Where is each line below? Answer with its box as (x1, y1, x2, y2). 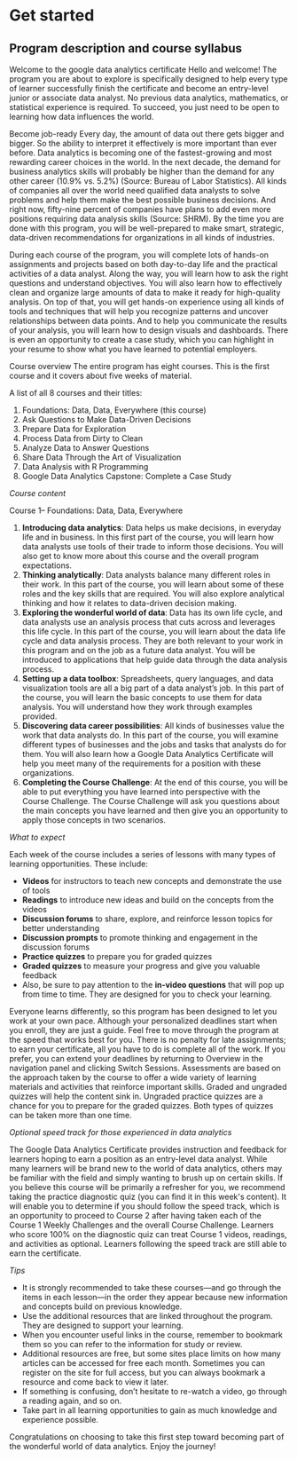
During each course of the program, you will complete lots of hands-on (9, 249, 269, 260)
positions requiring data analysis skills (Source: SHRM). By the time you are (9, 214, 285, 224)
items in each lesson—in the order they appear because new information (21, 1292, 288, 1302)
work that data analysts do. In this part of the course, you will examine (21, 730, 279, 740)
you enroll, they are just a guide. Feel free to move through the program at (9, 1025, 279, 1035)
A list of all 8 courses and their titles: (9, 388, 143, 398)
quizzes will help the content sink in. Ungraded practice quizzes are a (9, 1091, 263, 1101)
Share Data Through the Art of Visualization (21, 452, 182, 462)
